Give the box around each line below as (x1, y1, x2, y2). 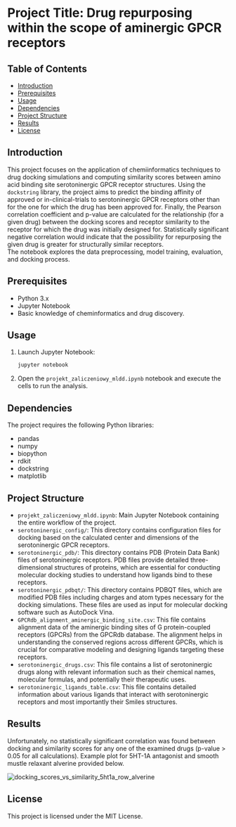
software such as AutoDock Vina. (17, 608, 114, 616)
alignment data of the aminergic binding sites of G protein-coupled (17, 622, 211, 631)
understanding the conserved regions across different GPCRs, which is (17, 638, 223, 646)
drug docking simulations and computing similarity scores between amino (7, 172, 221, 181)
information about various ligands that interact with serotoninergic (17, 690, 209, 698)
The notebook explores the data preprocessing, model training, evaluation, (7, 248, 223, 256)
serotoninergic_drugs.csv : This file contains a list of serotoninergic (17, 660, 213, 669)
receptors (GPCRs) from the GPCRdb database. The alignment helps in (17, 630, 223, 639)
